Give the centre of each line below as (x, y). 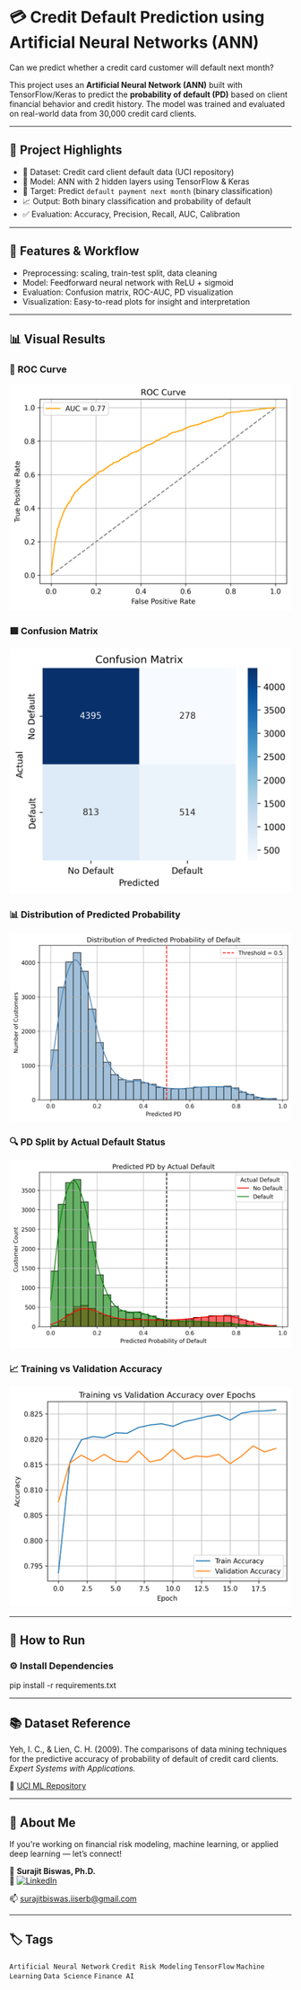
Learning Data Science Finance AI (72, 1976)
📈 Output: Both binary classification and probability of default (137, 201)
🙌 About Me (43, 1822)
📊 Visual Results (57, 339)
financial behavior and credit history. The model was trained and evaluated (147, 103)
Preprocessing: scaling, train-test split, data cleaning (120, 273)
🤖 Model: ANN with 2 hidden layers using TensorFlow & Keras (136, 181)
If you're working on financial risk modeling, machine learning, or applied (144, 1844)
